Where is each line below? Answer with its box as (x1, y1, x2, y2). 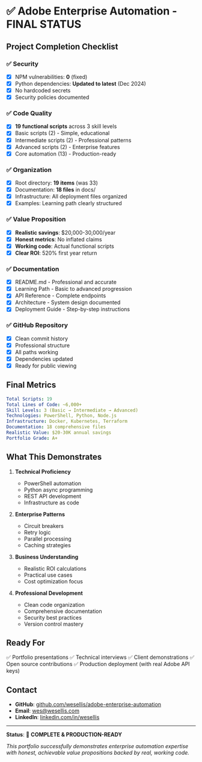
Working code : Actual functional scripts (14, 243, 114, 250)
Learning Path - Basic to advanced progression (14, 285, 132, 293)
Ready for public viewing (14, 362, 77, 369)
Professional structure (14, 341, 70, 349)
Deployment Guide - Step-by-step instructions (14, 306, 130, 313)
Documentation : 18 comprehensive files (6, 424, 106, 430)
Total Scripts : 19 (6, 396, 52, 402)
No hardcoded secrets (14, 87, 71, 94)
